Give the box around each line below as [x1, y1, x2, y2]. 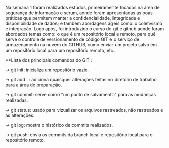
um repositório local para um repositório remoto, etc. [5, 47, 115, 53]
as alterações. [5, 112, 35, 118]
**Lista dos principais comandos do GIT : [5, 57, 92, 63]
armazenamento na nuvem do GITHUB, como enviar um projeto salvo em [5, 42, 157, 47]
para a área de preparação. [5, 82, 62, 88]
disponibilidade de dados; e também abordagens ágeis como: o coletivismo [5, 20, 162, 26]
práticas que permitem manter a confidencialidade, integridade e [5, 15, 140, 21]
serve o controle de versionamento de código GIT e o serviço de [5, 36, 140, 42]
